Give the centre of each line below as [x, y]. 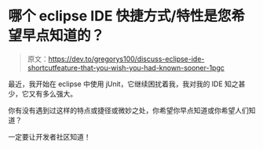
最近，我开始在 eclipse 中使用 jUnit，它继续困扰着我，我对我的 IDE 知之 [124, 84]
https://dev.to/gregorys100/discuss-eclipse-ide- [126, 59]
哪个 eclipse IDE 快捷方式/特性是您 [120, 16]
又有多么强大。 [53, 93]
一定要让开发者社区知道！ [49, 136]
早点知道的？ [64, 36]
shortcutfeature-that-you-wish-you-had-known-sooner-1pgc [126, 67]
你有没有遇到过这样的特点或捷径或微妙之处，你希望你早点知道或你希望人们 [128, 110]
